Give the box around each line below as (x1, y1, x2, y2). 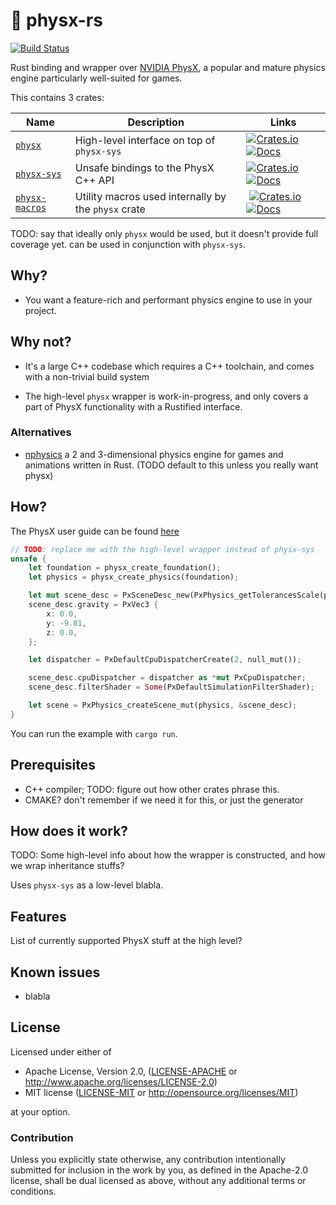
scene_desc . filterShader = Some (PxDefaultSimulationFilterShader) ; (28, 682, 315, 693)
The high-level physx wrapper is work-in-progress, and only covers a (24, 390, 309, 402)
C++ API (74, 173, 115, 187)
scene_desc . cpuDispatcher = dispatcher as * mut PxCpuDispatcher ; (28, 673, 307, 683)
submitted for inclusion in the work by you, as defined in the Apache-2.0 (10, 1164, 308, 1176)
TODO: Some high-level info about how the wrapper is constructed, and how (10, 849, 327, 861)
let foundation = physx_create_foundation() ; (28, 563, 222, 573)
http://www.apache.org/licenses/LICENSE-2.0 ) (24, 1075, 218, 1088)
